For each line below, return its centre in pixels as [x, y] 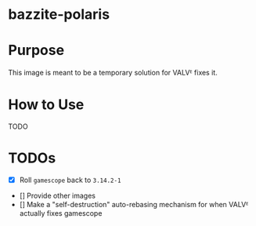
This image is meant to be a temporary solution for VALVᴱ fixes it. [113, 73]
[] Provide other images [58, 196]
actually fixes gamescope [61, 213]
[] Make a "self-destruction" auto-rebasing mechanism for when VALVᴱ [134, 205]
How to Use [46, 105]
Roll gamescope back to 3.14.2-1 [70, 180]
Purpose [36, 51]
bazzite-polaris [59, 15]
